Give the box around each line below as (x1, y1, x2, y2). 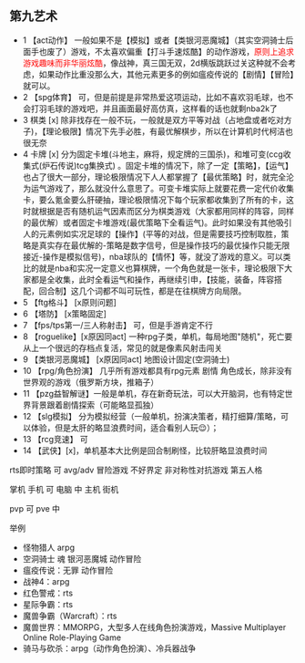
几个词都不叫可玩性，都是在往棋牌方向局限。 (78, 285, 247, 296)
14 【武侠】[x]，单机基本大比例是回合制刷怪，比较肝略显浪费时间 (22, 445, 268, 456)
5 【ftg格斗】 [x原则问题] (22, 296, 117, 307)
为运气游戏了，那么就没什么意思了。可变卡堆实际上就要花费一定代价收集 (22, 182, 294, 193)
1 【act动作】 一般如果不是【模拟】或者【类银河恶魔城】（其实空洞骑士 (22, 35, 286, 46)
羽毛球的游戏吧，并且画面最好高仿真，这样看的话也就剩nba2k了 (38, 103, 278, 114)
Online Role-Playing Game (22, 632, 121, 643)
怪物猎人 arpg (22, 542, 76, 553)
